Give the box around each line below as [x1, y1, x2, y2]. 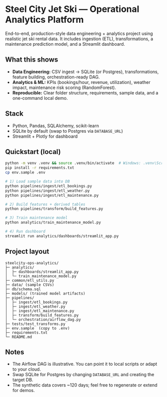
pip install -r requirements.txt [5, 165, 75, 170]
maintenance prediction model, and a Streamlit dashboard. [5, 41, 125, 47]
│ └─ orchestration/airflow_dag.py [5, 317, 81, 322]
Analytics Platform [5, 14, 84, 25]
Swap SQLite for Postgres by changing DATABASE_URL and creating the [12, 372, 155, 378]
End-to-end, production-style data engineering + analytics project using [5, 30, 153, 36]
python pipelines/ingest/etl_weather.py [5, 188, 90, 193]
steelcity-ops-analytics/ [5, 260, 59, 265]
